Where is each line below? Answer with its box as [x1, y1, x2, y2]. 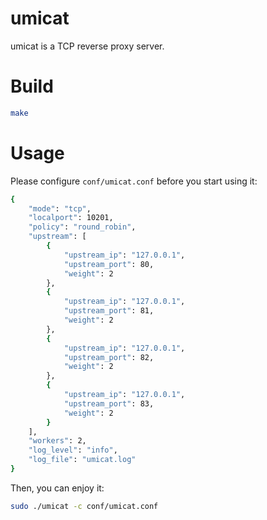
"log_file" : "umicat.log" [28, 455, 137, 465]
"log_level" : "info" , [28, 445, 118, 456]
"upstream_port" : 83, [63, 398, 155, 409]
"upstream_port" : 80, [63, 259, 155, 269]
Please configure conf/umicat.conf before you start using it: [10, 175, 258, 187]
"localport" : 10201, [28, 213, 114, 223]
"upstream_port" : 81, [63, 306, 155, 316]
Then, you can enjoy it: [10, 482, 105, 494]
